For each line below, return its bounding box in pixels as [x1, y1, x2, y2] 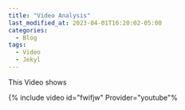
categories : [8, 26, 48, 34]
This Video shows [8, 77, 67, 87]
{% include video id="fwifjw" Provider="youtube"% [8, 93, 178, 102]
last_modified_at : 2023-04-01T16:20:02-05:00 [8, 19, 162, 27]
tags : [8, 41, 26, 49]
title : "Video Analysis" [8, 11, 91, 20]
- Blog [15, 33, 37, 42]
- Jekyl [15, 56, 41, 64]
